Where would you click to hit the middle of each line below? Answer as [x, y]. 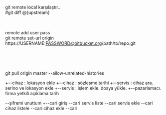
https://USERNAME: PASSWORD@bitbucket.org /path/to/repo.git [71, 43]
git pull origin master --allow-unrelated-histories [55, 73]
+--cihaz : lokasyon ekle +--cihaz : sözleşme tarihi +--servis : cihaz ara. [79, 83]
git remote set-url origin [29, 38]
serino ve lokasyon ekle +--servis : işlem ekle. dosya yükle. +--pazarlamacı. [83, 88]
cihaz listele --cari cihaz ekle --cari [41, 108]
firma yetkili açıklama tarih [32, 93]
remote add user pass [28, 33]
